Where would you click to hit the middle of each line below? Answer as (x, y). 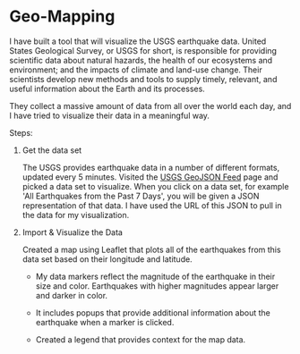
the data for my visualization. (76, 215)
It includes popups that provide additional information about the (153, 312)
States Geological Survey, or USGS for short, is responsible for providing (143, 50)
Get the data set (52, 150)
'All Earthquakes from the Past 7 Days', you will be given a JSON (141, 196)
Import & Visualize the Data (73, 232)
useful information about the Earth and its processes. (107, 88)
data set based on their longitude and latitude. (107, 259)
